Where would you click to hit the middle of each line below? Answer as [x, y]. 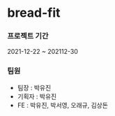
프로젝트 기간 [28, 36]
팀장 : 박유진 [34, 87]
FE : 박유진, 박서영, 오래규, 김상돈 [62, 105]
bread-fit [34, 13]
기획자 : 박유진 [37, 96]
